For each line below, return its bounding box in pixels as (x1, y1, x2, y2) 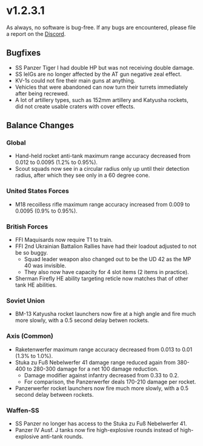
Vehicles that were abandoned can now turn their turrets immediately (15, 83, 188, 91)
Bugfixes (6, 48, 41, 58)
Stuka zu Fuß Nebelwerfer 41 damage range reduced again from (15, 359, 176, 366)
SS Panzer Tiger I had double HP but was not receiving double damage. (15, 64, 195, 71)
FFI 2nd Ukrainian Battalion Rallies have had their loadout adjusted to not (15, 242, 197, 250)
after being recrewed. (15, 89, 70, 97)
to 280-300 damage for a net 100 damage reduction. (27, 365, 159, 372)
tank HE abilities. (15, 281, 58, 289)
